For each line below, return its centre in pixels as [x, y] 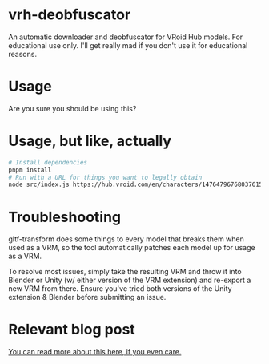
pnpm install [30, 170]
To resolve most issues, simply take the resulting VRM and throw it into [125, 272]
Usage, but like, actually [90, 141]
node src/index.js [39, 185]
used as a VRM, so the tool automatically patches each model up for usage [132, 248]
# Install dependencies [48, 162]
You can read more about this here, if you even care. [95, 352]
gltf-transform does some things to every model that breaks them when [126, 239]
